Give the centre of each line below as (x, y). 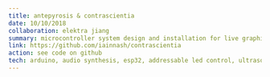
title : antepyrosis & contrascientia (72, 16)
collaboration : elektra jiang (59, 30)
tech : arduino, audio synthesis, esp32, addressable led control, (122, 61)
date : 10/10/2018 (37, 23)
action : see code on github (55, 53)
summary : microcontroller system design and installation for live (124, 38)
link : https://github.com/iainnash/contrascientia (95, 46)
